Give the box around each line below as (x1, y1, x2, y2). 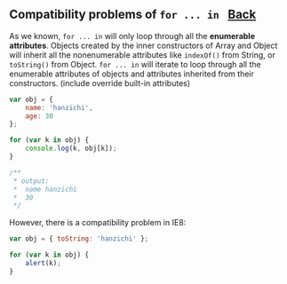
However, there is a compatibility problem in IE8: (9, 217, 187, 228)
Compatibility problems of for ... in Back (9, 7, 257, 22)
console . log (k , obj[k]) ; (25, 144, 117, 154)
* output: (12, 177, 50, 185)
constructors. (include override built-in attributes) (9, 77, 191, 88)
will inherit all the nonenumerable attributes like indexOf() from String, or (9, 49, 275, 60)
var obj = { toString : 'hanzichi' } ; (9, 234, 149, 243)
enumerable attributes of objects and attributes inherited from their (9, 68, 255, 79)
